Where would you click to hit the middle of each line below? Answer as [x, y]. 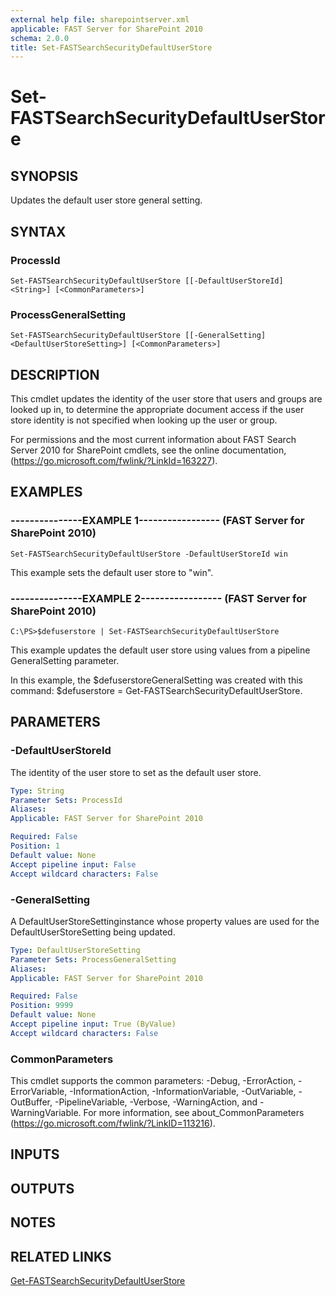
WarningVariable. [46, 1113]
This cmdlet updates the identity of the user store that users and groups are [166, 399]
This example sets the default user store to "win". [112, 572]
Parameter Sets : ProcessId [66, 800]
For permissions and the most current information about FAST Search [153, 440]
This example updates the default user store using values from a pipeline [160, 650]
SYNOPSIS [44, 176]
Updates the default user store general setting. [106, 200]
